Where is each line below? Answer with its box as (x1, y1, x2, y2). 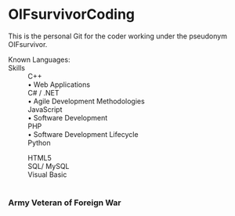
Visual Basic (27, 170, 67, 179)
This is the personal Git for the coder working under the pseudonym (8, 31, 227, 41)
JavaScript (27, 104, 63, 114)
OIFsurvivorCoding (8, 5, 136, 23)
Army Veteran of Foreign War (8, 197, 121, 208)
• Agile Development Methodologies (27, 96, 145, 106)
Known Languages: (8, 55, 70, 64)
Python (27, 138, 51, 147)
